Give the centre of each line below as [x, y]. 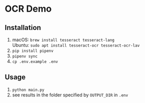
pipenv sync [25, 56]
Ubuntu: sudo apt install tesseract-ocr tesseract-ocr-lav [76, 45]
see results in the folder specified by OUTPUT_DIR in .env [70, 95]
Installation [23, 28]
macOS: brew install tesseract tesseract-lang [63, 40]
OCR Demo [28, 9]
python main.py [28, 90]
